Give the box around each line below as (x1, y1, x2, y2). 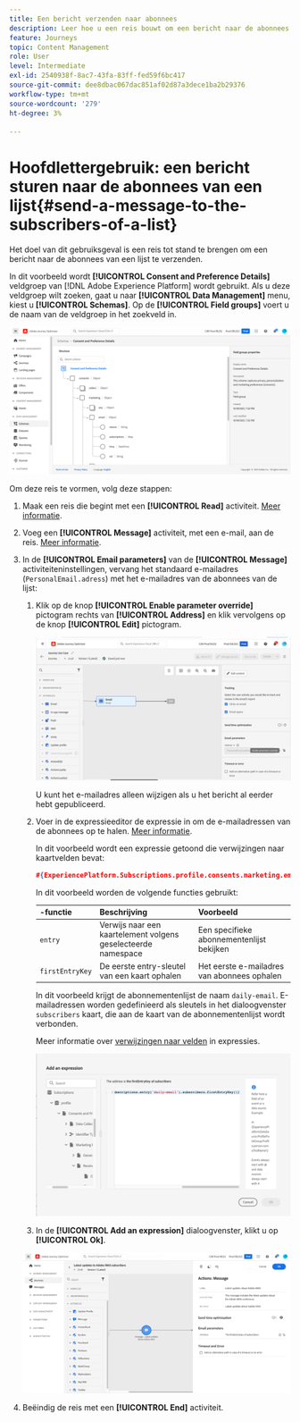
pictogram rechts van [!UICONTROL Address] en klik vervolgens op (35, 610, 286, 620)
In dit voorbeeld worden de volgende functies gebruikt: (35, 887, 238, 897)
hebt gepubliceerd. (35, 798, 106, 809)
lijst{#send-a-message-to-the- (9, 196, 247, 216)
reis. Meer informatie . (21, 537, 102, 547)
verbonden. (35, 1019, 79, 1030)
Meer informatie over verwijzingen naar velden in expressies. (35, 1036, 261, 1047)
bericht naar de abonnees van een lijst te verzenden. (9, 254, 204, 265)
